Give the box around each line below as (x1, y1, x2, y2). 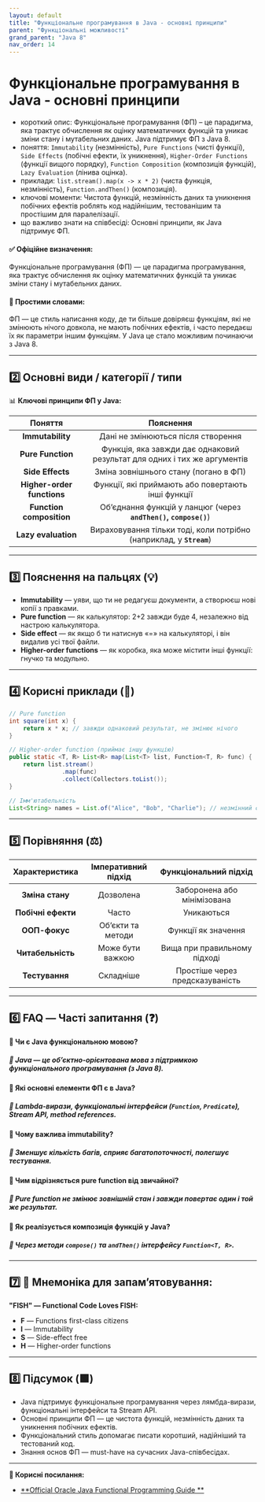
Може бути (98, 942, 141, 953)
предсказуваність (172, 975, 241, 986)
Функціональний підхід (160, 867, 253, 878)
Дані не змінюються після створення (98, 431, 242, 442)
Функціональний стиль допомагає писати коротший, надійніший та (20, 1430, 246, 1440)
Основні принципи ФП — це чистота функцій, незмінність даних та (20, 1414, 245, 1423)
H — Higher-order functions (20, 1341, 112, 1350)
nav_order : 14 (9, 41, 56, 49)
